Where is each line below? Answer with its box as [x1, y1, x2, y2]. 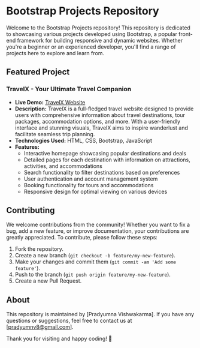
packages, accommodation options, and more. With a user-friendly [14, 118, 181, 125]
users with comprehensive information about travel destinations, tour [14, 111, 186, 118]
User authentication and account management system [23, 175, 158, 182]
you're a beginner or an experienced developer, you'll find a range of [6, 43, 176, 50]
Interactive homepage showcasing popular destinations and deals [23, 149, 187, 157]
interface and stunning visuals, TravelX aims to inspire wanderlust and [14, 124, 189, 131]
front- [178, 30, 193, 37]
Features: [14, 143, 40, 151]
